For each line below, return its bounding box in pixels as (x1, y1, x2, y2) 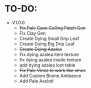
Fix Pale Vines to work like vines (19, 67, 86, 73)
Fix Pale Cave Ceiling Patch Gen (19, 24, 86, 30)
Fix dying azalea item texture (19, 51, 79, 57)
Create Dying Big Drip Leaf (19, 40, 75, 46)
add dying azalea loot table (19, 62, 75, 68)
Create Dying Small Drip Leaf (19, 35, 79, 41)
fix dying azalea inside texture (19, 56, 81, 62)
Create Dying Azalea (19, 46, 62, 52)
